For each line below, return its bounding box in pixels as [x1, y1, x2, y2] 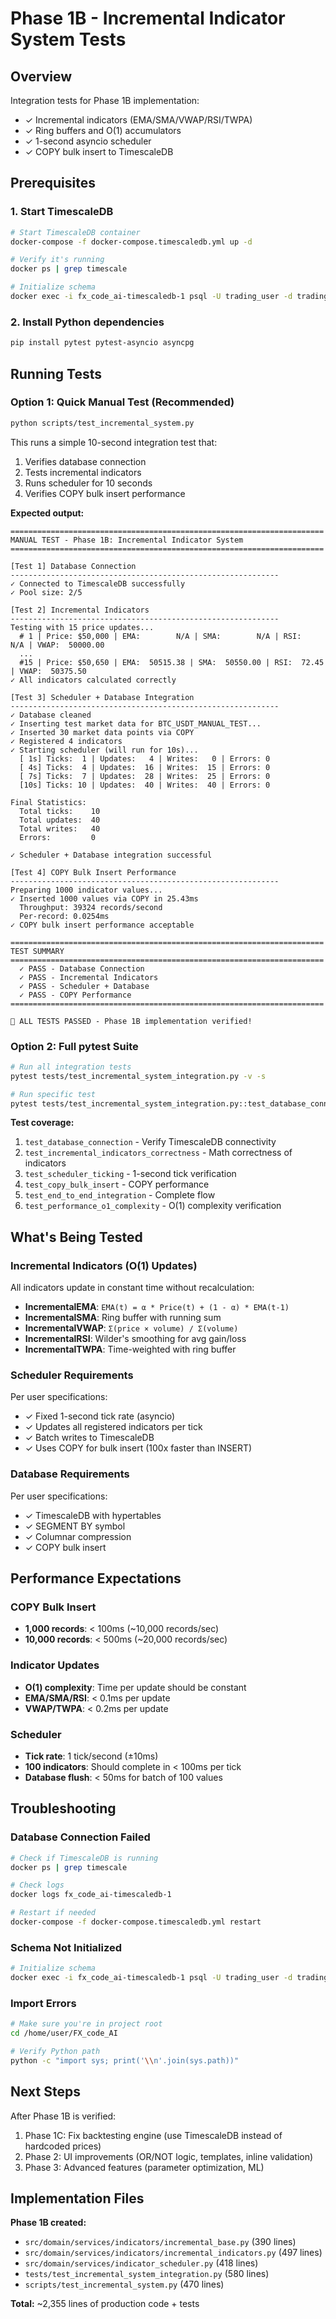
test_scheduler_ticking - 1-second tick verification [24, 1168, 237, 1180]
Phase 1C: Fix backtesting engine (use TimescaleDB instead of [24, 2129, 283, 2141]
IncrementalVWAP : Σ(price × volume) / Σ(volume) [24, 1322, 239, 1334]
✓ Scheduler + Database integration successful [10, 850, 213, 860]
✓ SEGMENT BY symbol [24, 1520, 126, 1532]
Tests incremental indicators [24, 466, 142, 478]
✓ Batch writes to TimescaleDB [24, 1432, 155, 1444]
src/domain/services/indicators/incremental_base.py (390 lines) [24, 2236, 297, 2248]
